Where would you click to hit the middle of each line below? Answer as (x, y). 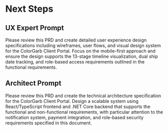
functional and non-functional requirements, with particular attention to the (84, 112)
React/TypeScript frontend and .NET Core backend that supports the (78, 106)
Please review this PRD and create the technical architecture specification (83, 96)
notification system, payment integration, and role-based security (75, 117)
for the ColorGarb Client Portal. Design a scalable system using (72, 101)
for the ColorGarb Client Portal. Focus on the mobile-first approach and (80, 51)
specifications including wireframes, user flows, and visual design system (83, 46)
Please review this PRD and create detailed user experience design (76, 40)
